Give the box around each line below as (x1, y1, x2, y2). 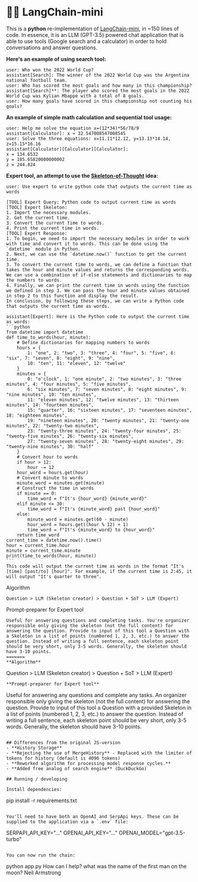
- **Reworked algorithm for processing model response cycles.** (6, 760, 171, 766)
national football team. (6, 77, 68, 83)
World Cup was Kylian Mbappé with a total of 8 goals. (6, 93, 145, 99)
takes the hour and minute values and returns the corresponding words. (6, 267, 190, 273)
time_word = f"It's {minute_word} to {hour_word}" (27, 527, 155, 533)
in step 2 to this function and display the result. (6, 292, 139, 299)
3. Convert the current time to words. (6, 220, 105, 226)
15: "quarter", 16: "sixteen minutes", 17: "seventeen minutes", (27, 407, 193, 413)
